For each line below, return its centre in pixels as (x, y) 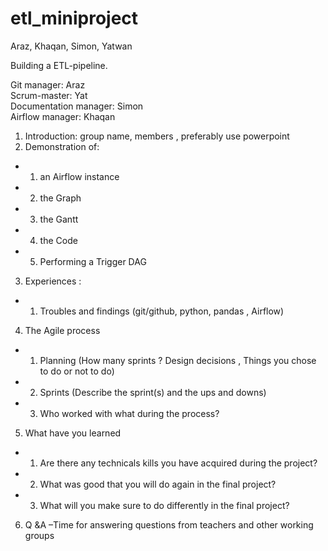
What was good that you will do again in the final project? (158, 484)
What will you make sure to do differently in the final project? (164, 505)
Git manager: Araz (48, 84)
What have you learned (73, 433)
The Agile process (62, 330)
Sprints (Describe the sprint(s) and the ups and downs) (153, 392)
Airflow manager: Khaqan (63, 116)
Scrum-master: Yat (49, 95)
